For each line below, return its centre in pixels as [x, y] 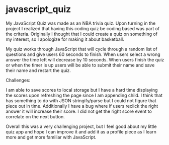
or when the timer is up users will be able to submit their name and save [80, 65]
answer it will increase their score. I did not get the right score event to [79, 111]
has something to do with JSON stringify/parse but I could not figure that [81, 100]
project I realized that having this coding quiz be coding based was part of [83, 28]
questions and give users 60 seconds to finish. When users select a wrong [83, 54]
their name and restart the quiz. [38, 70]
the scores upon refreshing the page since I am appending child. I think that [84, 95]
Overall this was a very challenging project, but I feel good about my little [81, 126]
